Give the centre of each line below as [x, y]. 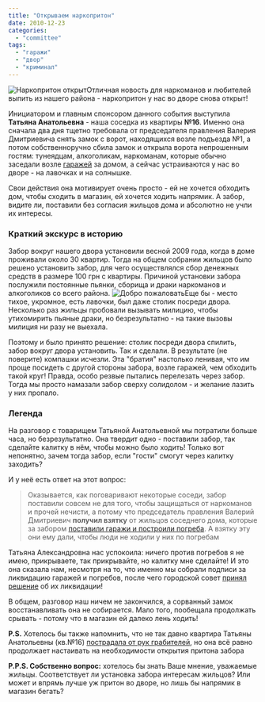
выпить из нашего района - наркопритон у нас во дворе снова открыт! [128, 98]
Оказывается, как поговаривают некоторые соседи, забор [127, 495]
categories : [28, 30]
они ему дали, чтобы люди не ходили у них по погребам [123, 537]
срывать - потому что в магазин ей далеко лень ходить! [103, 619]
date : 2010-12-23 [37, 23]
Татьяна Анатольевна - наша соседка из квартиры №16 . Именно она [127, 122]
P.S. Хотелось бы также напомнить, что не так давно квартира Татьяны [130, 634]
